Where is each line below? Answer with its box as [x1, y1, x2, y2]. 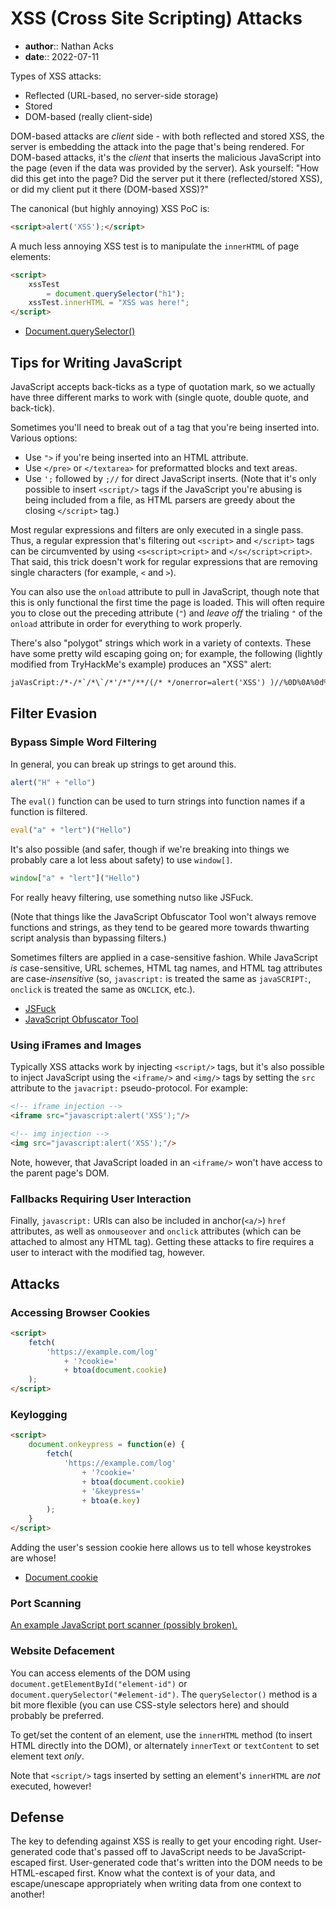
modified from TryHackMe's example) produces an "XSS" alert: [10, 658, 272, 670]
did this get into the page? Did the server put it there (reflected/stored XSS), [10, 172, 323, 184]
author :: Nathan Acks [24, 40, 114, 52]
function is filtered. [10, 806, 88, 818]
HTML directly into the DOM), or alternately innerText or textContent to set [10, 1739, 320, 1751]
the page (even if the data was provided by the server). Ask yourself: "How [10, 162, 320, 174]
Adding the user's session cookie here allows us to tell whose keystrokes [10, 1542, 312, 1554]
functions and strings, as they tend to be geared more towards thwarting [10, 922, 310, 934]
